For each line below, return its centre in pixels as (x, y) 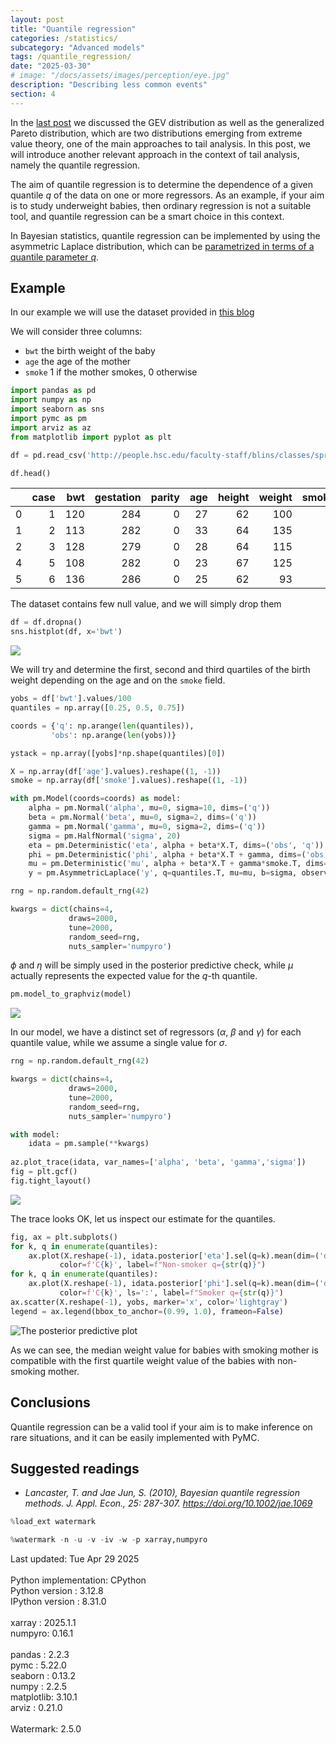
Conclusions (50, 1402)
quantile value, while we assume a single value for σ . (119, 1043)
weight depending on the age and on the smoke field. (118, 680)
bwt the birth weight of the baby (90, 351)
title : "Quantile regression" (73, 29)
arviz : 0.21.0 (36, 1708)
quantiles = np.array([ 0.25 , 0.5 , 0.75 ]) (98, 708)
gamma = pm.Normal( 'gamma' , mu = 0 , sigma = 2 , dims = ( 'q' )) (147, 826)
